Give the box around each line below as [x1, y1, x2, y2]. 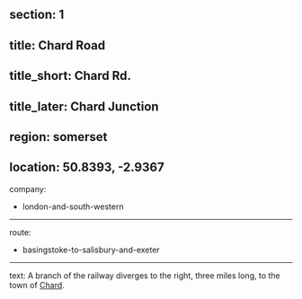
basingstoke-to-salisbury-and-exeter [22, 244, 160, 255]
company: [9, 183, 47, 194]
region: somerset [9, 129, 108, 145]
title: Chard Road [9, 38, 106, 53]
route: [9, 226, 31, 237]
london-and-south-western [22, 201, 124, 212]
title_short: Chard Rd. [9, 68, 132, 84]
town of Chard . [9, 279, 65, 290]
